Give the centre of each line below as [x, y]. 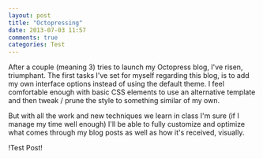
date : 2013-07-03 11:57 [47, 30]
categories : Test [37, 45]
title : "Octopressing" [45, 23]
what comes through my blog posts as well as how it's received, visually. [126, 133]
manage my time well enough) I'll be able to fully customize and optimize [127, 124]
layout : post [30, 15]
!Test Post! [26, 148]
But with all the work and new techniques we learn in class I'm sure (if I [124, 116]
